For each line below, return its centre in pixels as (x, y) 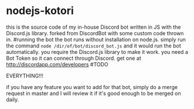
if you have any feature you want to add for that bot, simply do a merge (92, 87)
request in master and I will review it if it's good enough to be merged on (93, 93)
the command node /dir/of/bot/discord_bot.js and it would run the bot (93, 46)
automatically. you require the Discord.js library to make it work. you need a (97, 52)
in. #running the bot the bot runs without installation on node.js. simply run (96, 39)
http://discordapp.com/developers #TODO (57, 64)
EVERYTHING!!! (25, 76)
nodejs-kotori (40, 11)
